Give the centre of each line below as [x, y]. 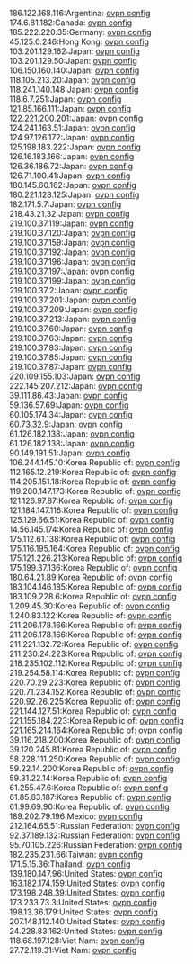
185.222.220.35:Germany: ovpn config [80, 32]
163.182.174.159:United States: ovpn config [88, 883]
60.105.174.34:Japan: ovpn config [71, 414]
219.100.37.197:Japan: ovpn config [72, 271]
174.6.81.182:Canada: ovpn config [71, 23]
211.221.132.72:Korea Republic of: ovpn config [94, 644]
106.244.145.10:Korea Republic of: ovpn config [95, 462]
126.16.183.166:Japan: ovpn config [72, 156]
